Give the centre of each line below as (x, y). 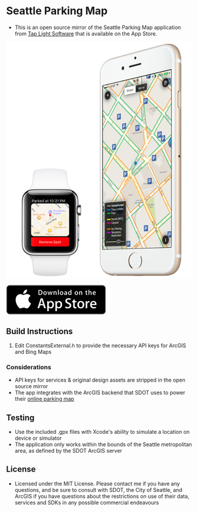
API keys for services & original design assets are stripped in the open (100, 380)
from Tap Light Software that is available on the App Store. (86, 33)
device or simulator (38, 438)
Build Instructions (40, 331)
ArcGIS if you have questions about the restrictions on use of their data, (102, 496)
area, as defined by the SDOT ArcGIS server (68, 451)
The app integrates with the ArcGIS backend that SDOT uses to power (100, 393)
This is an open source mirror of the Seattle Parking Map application (98, 27)
